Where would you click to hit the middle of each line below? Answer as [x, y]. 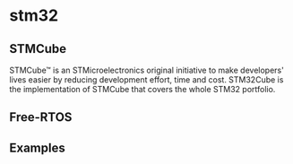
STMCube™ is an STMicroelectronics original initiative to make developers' [146, 70]
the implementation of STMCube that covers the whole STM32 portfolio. [142, 89]
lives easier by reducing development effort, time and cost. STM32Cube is [146, 80]
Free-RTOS [41, 117]
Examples [37, 147]
